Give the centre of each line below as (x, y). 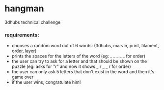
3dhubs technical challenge (33, 22)
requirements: (22, 35)
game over (23, 77)
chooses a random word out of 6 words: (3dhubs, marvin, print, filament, (85, 46)
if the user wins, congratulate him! (46, 82)
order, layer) (24, 51)
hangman (25, 9)
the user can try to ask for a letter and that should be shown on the (79, 61)
